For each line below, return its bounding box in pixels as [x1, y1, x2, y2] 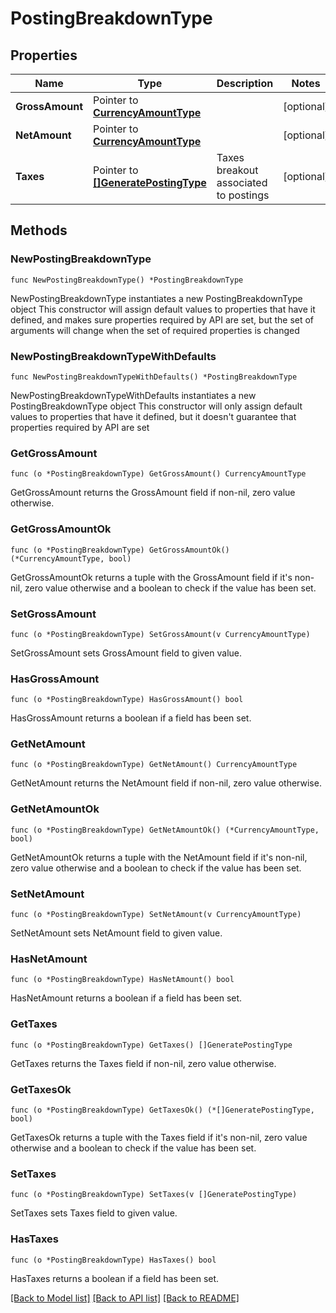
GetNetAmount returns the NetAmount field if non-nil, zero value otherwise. [10, 777, 322, 789]
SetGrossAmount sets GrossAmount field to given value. [10, 647, 243, 659]
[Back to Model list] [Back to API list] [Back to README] [10, 1292, 240, 1304]
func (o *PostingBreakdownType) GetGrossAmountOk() [10, 545, 230, 555]
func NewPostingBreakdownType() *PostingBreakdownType [10, 275, 244, 285]
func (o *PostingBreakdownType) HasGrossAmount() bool [10, 695, 244, 705]
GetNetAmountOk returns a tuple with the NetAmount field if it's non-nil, [10, 851, 308, 863]
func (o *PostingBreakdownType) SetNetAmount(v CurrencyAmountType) [10, 910, 302, 920]
